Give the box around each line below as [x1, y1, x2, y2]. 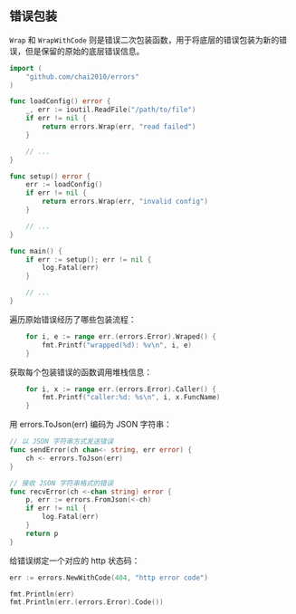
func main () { [9, 246, 63, 255]
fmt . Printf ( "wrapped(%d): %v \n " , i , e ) [42, 341, 193, 350]
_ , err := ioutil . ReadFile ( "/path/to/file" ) [25, 105, 196, 115]
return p [25, 529, 59, 538]
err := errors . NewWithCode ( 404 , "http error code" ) [9, 573, 208, 582]
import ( [9, 63, 43, 72]
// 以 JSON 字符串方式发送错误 [9, 437, 114, 446]
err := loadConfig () [25, 180, 103, 189]
